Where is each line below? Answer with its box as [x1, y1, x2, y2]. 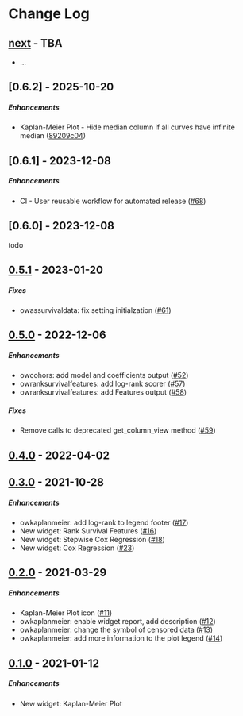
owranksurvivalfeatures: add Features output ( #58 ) [19, 387, 187, 397]
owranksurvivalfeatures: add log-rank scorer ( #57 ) [19, 379, 186, 389]
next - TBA [8, 37, 63, 50]
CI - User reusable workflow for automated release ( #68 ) [19, 196, 206, 206]
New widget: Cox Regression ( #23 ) [19, 543, 135, 552]
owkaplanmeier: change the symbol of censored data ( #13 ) [19, 625, 213, 635]
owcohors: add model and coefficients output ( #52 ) [19, 371, 189, 380]
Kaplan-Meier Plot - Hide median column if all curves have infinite [19, 122, 236, 132]
